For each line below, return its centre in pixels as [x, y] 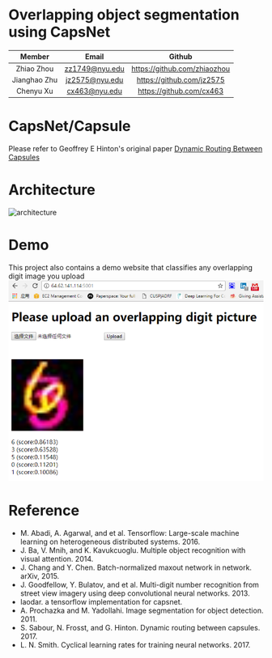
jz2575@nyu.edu [94, 79]
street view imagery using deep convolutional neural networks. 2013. [135, 593]
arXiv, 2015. [40, 576]
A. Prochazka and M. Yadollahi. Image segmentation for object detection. [142, 611]
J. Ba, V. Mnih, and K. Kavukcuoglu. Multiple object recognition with [133, 550]
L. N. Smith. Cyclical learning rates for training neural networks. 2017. [135, 645]
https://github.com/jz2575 [181, 79]
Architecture [52, 190]
